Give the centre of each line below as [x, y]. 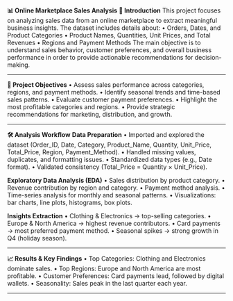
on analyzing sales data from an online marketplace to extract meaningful [112, 21]
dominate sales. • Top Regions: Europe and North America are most [104, 268]
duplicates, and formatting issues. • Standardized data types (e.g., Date [110, 160]
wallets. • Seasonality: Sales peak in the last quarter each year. [97, 283]
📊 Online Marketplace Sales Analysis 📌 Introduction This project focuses [114, 10]
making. [19, 65]
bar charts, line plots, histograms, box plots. [70, 202]
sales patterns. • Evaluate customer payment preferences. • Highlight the [112, 99]
